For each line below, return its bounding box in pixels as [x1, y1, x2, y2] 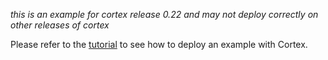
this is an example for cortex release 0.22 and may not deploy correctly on [10, 9, 319, 20]
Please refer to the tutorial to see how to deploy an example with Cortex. [10, 39, 308, 50]
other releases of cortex [10, 19, 110, 31]
